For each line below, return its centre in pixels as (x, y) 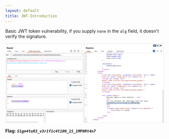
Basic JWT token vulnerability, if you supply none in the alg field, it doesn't (82, 31)
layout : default (22, 11)
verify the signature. (26, 36)
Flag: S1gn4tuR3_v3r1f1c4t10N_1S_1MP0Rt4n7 (51, 130)
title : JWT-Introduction (31, 16)
